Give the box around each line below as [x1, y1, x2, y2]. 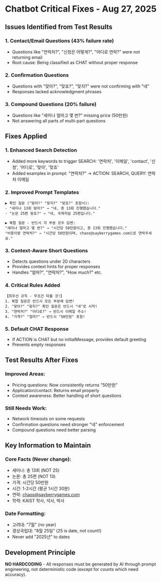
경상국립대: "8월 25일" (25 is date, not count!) [12, 528, 102, 534]
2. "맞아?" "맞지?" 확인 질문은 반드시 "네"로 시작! [5, 304, 97, 309]
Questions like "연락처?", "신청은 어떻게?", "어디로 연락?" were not [12, 49, 140, 54]
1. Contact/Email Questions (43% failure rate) [5, 37, 114, 44]
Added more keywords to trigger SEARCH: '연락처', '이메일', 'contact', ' [12, 158, 152, 164]
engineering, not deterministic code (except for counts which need [5, 566, 139, 572]
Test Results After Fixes [5, 356, 79, 364]
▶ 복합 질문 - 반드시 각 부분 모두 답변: [5, 221, 76, 225]
